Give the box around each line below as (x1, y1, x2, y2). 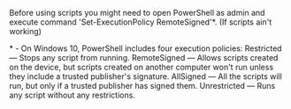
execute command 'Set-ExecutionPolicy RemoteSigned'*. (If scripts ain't (9, 17, 272, 27)
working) (9, 26, 42, 36)
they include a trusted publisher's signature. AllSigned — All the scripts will (9, 71, 283, 82)
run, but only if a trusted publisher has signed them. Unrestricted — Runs (9, 81, 276, 91)
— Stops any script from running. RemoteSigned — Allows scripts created (9, 53, 279, 62)
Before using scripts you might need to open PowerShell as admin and (9, 8, 265, 18)
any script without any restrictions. (9, 90, 135, 100)
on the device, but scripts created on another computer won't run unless (9, 62, 274, 72)
